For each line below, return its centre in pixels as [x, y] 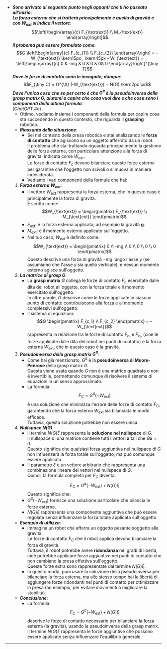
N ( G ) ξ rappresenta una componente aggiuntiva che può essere [92, 512]
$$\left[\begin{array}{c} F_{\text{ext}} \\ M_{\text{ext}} [87, 32]
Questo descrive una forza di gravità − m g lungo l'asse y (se [88, 260]
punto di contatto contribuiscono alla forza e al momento [85, 303]
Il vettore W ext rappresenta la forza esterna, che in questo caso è [94, 192]
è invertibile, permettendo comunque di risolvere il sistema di [90, 376]
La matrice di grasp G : [43, 275]
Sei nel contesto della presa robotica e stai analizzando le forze [92, 135]
